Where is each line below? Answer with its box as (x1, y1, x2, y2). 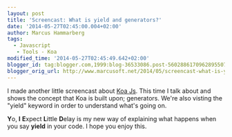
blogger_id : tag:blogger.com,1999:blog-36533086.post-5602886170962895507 (7, 61, 227, 68)
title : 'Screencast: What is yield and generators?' (7, 17, 162, 23)
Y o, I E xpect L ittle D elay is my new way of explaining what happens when (7, 114, 217, 123)
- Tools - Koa (16, 49, 57, 56)
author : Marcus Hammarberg (7, 29, 85, 36)
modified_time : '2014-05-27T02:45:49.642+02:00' (7, 55, 150, 62)
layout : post (7, 10, 45, 17)
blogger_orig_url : (7, 67, 60, 74)
